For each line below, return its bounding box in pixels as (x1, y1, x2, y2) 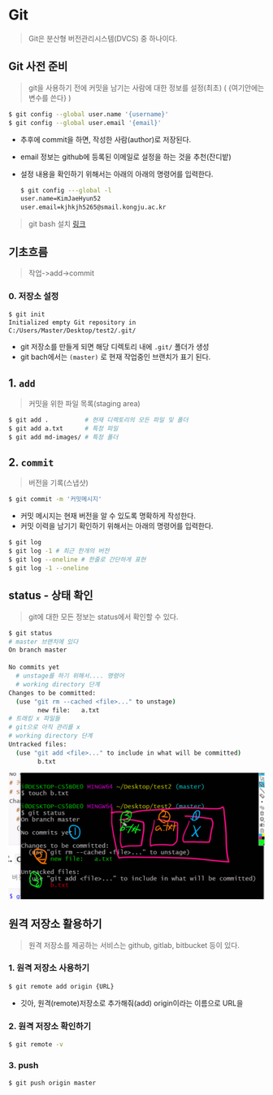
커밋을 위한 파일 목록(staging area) (28, 399, 141, 409)
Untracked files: (8, 741, 67, 749)
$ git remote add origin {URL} (8, 982, 115, 990)
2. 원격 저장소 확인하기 (8, 1020, 92, 1032)
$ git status (8, 629, 53, 637)
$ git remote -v (8, 1041, 63, 1049)
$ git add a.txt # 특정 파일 (8, 424, 119, 432)
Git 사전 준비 (8, 59, 68, 74)
